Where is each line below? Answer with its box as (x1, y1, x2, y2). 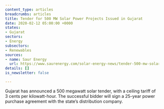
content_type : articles (5, 7, 54, 12)
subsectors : (5, 43, 29, 48)
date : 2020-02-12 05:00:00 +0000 (5, 20, 73, 26)
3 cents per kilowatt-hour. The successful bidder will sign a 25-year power (5, 93, 155, 99)
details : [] (5, 66, 29, 71)
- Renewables (5, 48, 32, 53)
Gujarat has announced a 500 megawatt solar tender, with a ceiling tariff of (5, 88, 156, 94)
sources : (5, 52, 23, 57)
